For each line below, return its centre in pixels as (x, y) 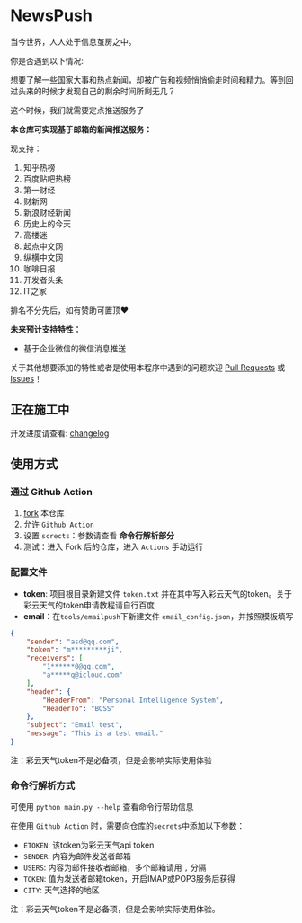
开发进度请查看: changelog (60, 433)
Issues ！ (27, 378)
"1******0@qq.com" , (79, 667)
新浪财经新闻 (47, 212)
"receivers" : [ (55, 658)
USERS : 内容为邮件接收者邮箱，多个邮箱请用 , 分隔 (115, 867)
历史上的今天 (47, 223)
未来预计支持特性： (46, 329)
